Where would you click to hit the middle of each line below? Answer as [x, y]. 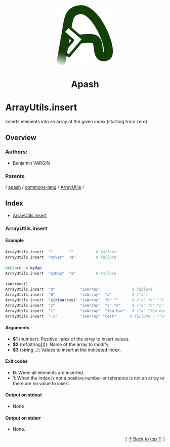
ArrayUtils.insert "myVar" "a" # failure [61, 257]
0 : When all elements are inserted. [48, 372]
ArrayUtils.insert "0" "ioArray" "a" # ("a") [77, 295]
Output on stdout [24, 395]
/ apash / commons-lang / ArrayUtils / [45, 187]
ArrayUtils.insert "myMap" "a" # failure [61, 273]
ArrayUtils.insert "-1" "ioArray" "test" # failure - [80, 316]
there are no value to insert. [41, 383]
